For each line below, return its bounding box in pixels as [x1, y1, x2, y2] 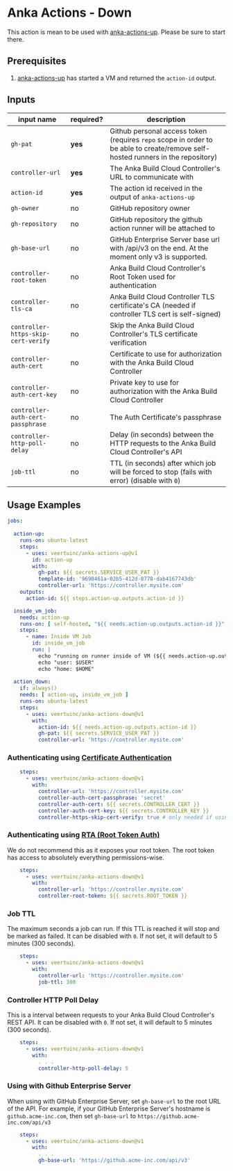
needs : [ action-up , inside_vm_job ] [19, 692, 129, 699]
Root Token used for [110, 272, 176, 282]
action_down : [13, 678, 51, 685]
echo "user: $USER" [37, 659, 95, 666]
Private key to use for [110, 377, 180, 387]
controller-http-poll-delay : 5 [37, 1065, 129, 1072]
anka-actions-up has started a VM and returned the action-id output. [17, 74, 217, 82]
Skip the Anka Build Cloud [110, 320, 194, 330]
